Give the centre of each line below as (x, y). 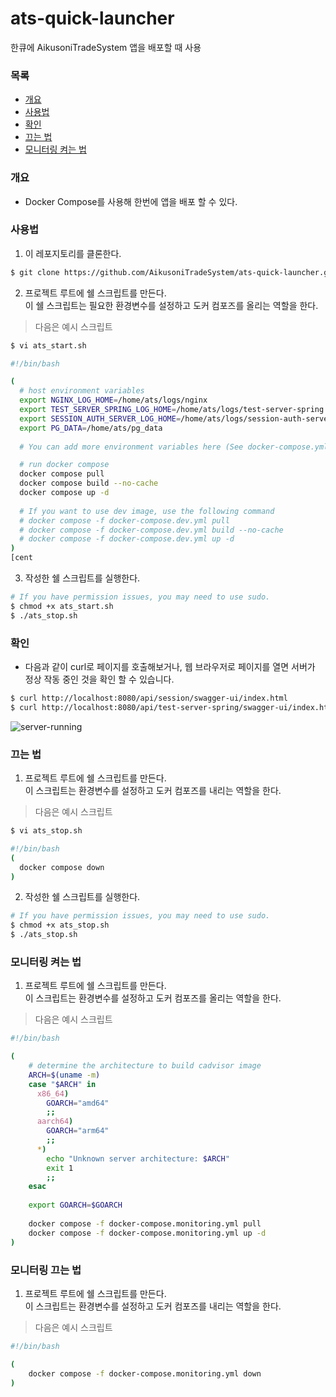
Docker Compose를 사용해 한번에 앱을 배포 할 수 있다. (131, 201)
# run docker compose (64, 465)
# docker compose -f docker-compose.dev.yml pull (124, 520)
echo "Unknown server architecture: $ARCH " (138, 1158)
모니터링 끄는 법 (46, 1270)
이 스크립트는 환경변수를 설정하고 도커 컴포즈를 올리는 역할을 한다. (153, 998)
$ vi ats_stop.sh (46, 831)
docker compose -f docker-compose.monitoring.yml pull (145, 1223)
